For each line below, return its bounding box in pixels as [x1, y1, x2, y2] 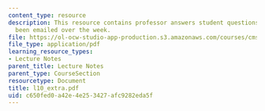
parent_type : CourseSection [8, 70, 101, 77]
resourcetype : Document [8, 77, 87, 84]
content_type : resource [8, 11, 87, 20]
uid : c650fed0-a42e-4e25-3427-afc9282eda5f [8, 91, 154, 99]
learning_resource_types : [8, 48, 93, 55]
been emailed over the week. [15, 26, 111, 34]
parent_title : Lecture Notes [8, 63, 104, 70]
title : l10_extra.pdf [8, 84, 80, 92]
